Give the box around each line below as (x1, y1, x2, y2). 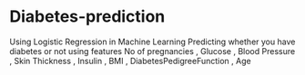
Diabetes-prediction (9, 6, 166, 27)
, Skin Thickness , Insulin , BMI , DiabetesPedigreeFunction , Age (9, 55, 252, 66)
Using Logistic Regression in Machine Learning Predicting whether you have (9, 36, 296, 47)
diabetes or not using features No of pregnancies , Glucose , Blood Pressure (9, 45, 296, 56)
